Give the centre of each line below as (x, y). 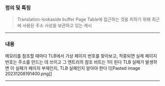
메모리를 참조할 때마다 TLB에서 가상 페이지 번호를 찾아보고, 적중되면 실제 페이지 (81, 56)
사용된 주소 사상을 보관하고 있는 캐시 (57, 26)
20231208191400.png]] (29, 73)
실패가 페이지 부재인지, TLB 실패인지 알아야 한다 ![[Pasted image (78, 68)
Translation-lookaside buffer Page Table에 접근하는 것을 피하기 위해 (84, 19)
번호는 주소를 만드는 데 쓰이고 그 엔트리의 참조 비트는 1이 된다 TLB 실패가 (75, 62)
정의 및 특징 (18, 7)
